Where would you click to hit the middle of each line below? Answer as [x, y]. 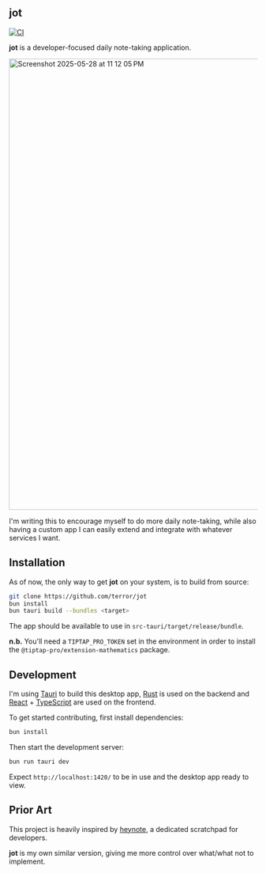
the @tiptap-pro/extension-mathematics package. [90, 650]
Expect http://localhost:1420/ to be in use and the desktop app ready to [129, 777]
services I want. [35, 538]
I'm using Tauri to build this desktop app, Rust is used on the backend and [129, 694]
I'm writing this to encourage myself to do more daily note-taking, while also [133, 521]
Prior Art [30, 810]
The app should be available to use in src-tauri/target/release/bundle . [126, 626]
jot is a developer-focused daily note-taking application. [100, 47]
